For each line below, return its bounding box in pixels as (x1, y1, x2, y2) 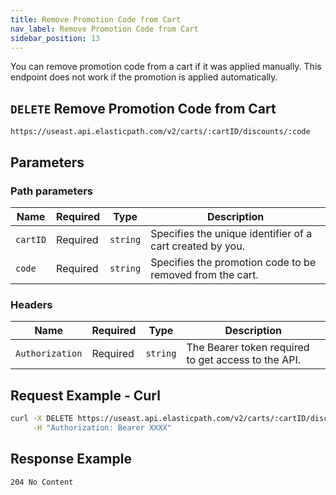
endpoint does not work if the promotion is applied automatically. (10, 71, 278, 83)
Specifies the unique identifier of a (150, 226, 313, 240)
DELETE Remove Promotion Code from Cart (10, 100, 277, 117)
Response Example (10, 451, 132, 468)
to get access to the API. (186, 353, 302, 367)
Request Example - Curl (10, 387, 161, 404)
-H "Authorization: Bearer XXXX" (32, 422, 172, 433)
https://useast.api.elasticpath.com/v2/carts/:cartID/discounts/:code (10, 127, 311, 137)
